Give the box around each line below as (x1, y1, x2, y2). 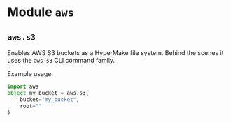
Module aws (7, 4, 75, 20)
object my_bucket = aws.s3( (7, 89, 90, 96)
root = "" (20, 102, 42, 109)
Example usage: (7, 70, 54, 77)
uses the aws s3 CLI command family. (7, 56, 115, 64)
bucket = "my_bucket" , (20, 96, 80, 103)
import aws (7, 83, 39, 90)
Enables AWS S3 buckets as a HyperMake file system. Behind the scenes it (7, 49, 224, 56)
